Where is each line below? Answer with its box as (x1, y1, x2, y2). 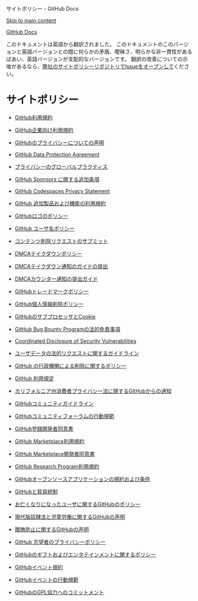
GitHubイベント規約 (14, 563, 63, 570)
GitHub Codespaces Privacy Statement (14, 187, 111, 194)
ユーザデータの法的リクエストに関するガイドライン (14, 349, 139, 356)
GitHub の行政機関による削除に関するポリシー (14, 362, 126, 369)
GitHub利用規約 (14, 114, 53, 121)
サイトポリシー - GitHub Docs (6, 5, 79, 12)
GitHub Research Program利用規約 (14, 462, 99, 470)
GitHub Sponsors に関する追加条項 (14, 175, 100, 182)
